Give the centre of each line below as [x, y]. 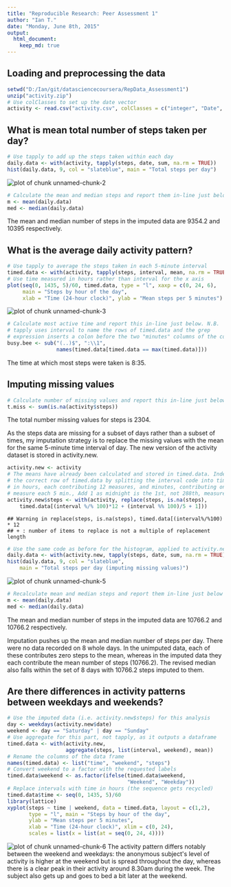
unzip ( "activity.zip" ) [40, 96]
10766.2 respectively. [37, 627]
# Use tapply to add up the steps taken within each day [90, 157]
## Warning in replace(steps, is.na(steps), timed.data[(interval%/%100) [115, 519]
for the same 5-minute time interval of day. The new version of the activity [112, 448]
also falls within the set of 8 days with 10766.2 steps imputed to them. [106, 670]
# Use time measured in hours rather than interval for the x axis [106, 279]
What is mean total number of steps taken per [107, 130]
